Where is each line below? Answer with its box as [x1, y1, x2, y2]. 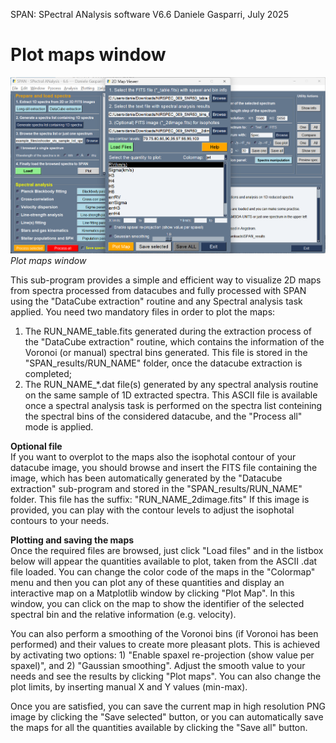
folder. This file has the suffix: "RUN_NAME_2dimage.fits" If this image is [10, 493, 310, 505]
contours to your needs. [10, 514, 110, 526]
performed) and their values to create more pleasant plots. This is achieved [10, 638, 321, 650]
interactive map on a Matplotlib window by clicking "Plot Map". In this [10, 587, 295, 599]
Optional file [10, 440, 63, 452]
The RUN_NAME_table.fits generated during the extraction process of [24, 325, 313, 337]
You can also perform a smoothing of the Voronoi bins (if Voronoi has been [10, 627, 319, 639]
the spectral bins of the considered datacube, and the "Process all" [24, 410, 303, 422]
